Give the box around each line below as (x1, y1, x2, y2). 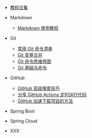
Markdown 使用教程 (17, 25, 59, 31)
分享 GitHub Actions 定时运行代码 (17, 92, 87, 97)
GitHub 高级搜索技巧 (17, 85, 60, 91)
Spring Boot (10, 108, 35, 114)
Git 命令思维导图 (17, 58, 51, 64)
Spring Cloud (10, 118, 38, 124)
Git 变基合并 (17, 52, 43, 58)
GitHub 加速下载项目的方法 (17, 98, 73, 104)
